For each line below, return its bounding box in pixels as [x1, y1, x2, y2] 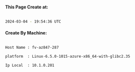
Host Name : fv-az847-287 [5, 45, 59, 50]
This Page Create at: [5, 4, 48, 10]
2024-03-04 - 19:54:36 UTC [5, 19, 61, 24]
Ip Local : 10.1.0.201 [5, 63, 55, 68]
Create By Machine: [5, 30, 47, 36]
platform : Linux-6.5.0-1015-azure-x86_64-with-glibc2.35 [5, 54, 131, 59]
